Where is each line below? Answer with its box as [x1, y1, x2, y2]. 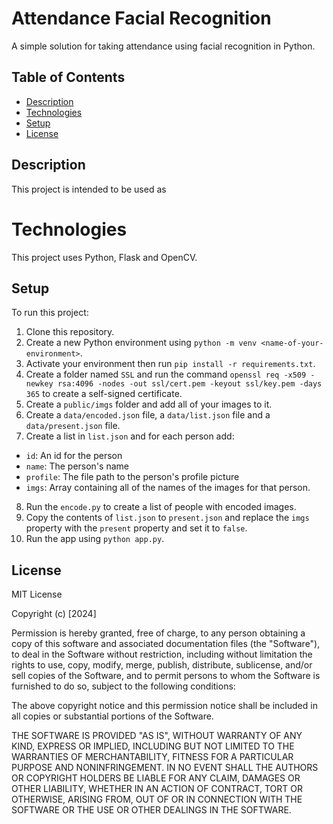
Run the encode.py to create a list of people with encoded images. [25, 501, 297, 513]
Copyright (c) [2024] [11, 608, 97, 620]
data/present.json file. [25, 420, 121, 432]
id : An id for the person [25, 450, 123, 462]
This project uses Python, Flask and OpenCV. [11, 251, 198, 263]
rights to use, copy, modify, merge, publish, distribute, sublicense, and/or [11, 659, 313, 671]
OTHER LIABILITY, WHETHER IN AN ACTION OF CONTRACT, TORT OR [11, 783, 303, 795]
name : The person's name [25, 460, 129, 472]
